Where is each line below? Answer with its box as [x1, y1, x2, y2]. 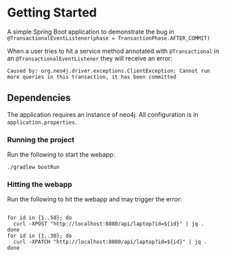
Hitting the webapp [7, 179, 73, 189]
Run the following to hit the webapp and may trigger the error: [7, 195, 182, 203]
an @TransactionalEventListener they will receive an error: [7, 54, 173, 63]
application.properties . [7, 118, 77, 126]
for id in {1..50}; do [7, 214, 72, 221]
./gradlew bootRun [7, 164, 60, 171]
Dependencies [7, 92, 71, 104]
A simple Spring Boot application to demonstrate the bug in [7, 27, 174, 36]
